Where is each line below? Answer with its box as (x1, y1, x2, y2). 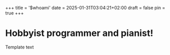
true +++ (5, 10, 24, 16)
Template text (5, 44, 34, 50)
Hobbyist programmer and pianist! (5, 27, 154, 39)
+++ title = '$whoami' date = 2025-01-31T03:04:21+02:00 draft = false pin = (5, 5, 165, 10)
